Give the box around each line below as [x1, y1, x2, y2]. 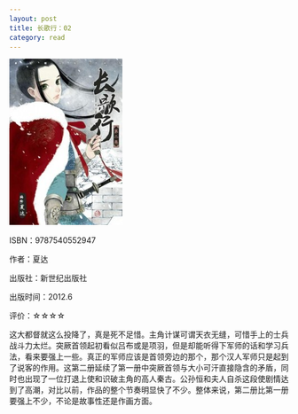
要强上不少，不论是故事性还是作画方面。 [9, 395, 157, 407]
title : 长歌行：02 [9, 23, 73, 33]
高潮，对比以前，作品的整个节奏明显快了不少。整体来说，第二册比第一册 [24, 385, 289, 395]
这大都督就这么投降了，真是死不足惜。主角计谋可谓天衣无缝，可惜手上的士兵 [9, 329, 289, 340]
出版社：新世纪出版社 [9, 273, 87, 284]
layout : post [9, 14, 58, 23]
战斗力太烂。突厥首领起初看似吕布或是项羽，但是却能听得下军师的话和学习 [9, 340, 281, 351]
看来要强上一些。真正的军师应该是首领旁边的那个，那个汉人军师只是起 [24, 351, 281, 363]
